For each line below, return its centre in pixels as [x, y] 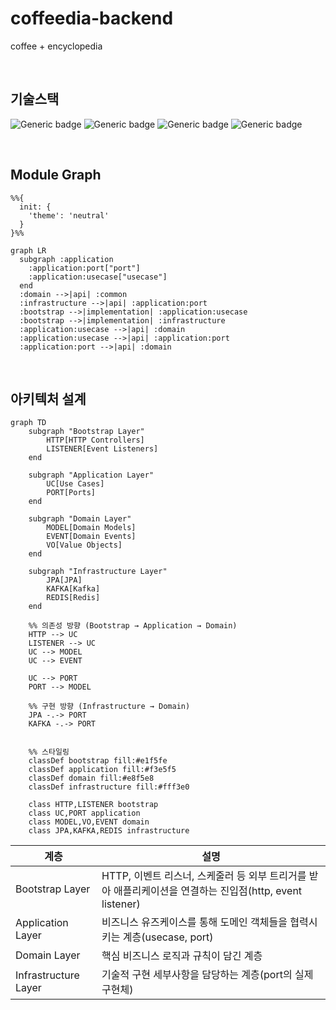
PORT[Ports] [71, 493]
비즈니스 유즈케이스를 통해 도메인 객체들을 [194, 922]
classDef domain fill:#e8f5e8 [91, 778]
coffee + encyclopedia [56, 46]
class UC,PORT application [84, 813]
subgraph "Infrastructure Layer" [98, 572]
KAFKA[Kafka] [73, 589]
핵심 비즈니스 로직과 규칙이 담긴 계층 [182, 956]
